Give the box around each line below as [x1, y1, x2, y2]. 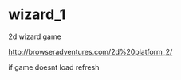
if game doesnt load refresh [8, 62, 100, 72]
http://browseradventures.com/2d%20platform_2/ [8, 47, 173, 56]
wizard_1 [8, 6, 66, 24]
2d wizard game [8, 32, 61, 41]
